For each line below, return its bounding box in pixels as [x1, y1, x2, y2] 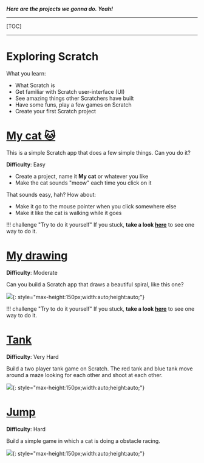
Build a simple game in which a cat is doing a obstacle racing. [6, 437, 161, 444]
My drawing [6, 249, 68, 263]
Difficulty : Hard [6, 425, 46, 433]
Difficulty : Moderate [6, 269, 58, 276]
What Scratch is [15, 82, 55, 89]
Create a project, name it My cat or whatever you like [15, 172, 149, 180]
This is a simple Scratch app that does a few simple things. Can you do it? [6, 149, 191, 156]
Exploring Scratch [6, 50, 99, 63]
